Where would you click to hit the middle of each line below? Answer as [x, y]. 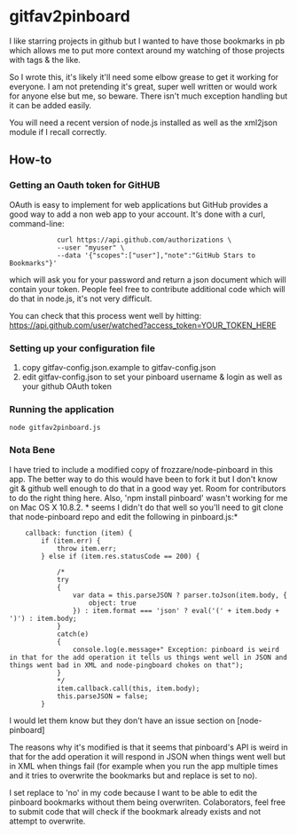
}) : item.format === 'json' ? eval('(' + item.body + [176, 610]
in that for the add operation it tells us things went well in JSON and [148, 657]
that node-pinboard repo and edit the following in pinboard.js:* [124, 516]
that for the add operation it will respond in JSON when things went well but [148, 756]
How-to [31, 160]
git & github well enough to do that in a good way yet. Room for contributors [148, 488]
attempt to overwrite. [47, 821]
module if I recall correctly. [58, 131]
